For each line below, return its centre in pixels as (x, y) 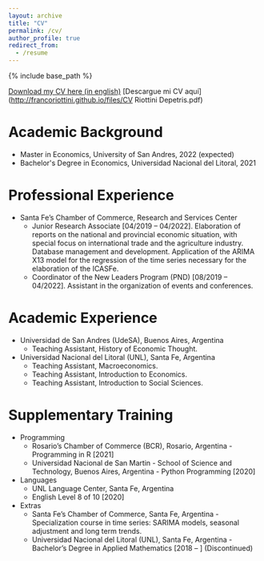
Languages (38, 480)
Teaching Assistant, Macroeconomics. (95, 365)
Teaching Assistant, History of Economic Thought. (115, 349)
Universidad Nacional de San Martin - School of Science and (132, 462)
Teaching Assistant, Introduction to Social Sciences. (118, 382)
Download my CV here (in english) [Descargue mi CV (96, 91)
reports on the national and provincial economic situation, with (134, 234)
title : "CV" (28, 23)
